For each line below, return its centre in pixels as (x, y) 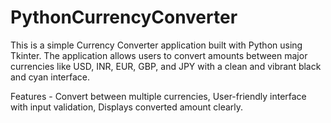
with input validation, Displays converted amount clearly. (127, 107)
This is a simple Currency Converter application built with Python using (156, 45)
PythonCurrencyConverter (124, 17)
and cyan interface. (50, 77)
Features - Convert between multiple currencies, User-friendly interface (158, 96)
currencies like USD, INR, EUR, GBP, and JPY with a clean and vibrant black (166, 66)
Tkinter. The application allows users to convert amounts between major (159, 55)
